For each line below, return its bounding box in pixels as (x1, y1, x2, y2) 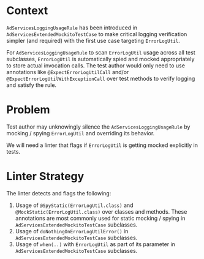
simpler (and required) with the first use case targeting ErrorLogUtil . (6, 37, 181, 44)
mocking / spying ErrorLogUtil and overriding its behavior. (6, 129, 155, 137)
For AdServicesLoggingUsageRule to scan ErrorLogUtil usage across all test (6, 48, 196, 56)
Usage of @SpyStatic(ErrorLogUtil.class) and (15, 201, 134, 209)
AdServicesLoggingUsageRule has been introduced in (6, 24, 138, 31)
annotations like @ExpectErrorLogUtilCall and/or (6, 68, 129, 75)
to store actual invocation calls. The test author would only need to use (6, 62, 186, 69)
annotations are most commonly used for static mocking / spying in (15, 214, 186, 222)
